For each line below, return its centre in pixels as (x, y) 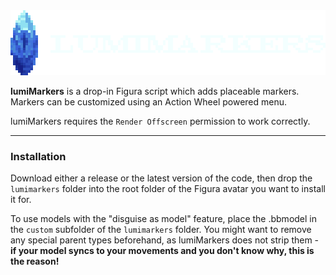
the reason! (35, 261)
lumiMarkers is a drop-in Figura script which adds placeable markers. (155, 91)
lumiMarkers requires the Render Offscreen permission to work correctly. (160, 121)
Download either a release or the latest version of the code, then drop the (161, 178)
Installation (38, 156)
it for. (21, 200)
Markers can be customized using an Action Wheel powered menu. (149, 102)
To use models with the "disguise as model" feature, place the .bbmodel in (163, 219)
